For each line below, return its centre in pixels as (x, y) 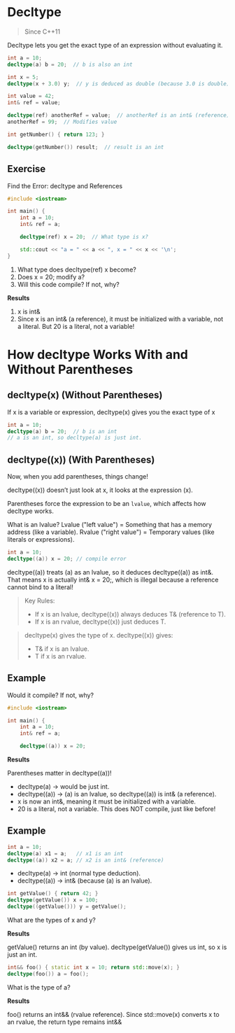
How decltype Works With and (98, 354)
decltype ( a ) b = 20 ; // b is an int (62, 431)
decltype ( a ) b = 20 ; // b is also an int (70, 64)
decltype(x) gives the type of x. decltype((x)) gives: (99, 635)
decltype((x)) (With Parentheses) (81, 459)
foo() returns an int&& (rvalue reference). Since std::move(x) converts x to (113, 1014)
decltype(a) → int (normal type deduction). (79, 873)
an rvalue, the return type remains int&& (65, 1022)
